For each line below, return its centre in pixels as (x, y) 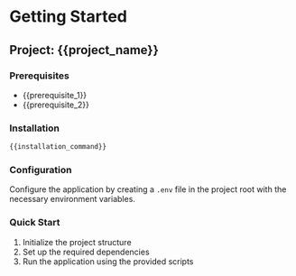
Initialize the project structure (77, 242)
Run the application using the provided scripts (108, 261)
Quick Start (35, 223)
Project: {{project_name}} (84, 50)
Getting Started (69, 17)
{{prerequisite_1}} (55, 95)
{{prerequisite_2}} (56, 105)
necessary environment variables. (72, 199)
